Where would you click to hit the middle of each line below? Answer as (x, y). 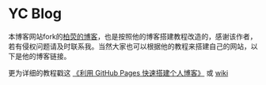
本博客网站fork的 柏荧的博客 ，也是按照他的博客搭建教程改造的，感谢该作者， (133, 36)
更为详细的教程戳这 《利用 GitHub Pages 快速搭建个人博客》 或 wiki (118, 72)
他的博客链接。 (46, 56)
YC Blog (35, 14)
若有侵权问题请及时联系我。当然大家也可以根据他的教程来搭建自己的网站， (129, 46)
